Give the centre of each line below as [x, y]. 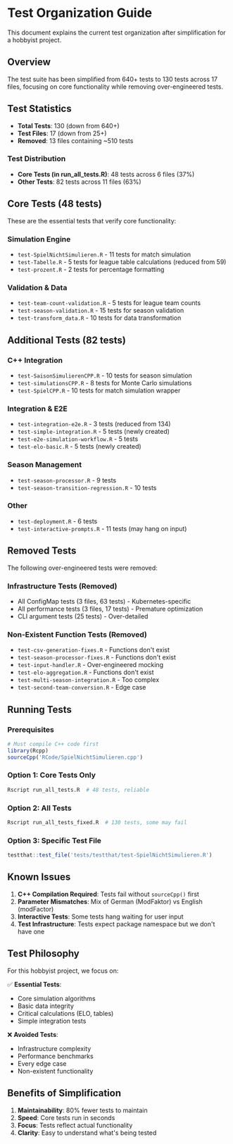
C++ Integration [35, 360]
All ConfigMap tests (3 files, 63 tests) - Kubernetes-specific [104, 601]
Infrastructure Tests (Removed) [62, 586]
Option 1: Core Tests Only [52, 775]
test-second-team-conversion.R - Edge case [82, 688]
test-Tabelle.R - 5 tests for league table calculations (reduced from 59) [122, 261]
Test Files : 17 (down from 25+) [62, 133]
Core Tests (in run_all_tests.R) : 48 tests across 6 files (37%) [106, 174]
